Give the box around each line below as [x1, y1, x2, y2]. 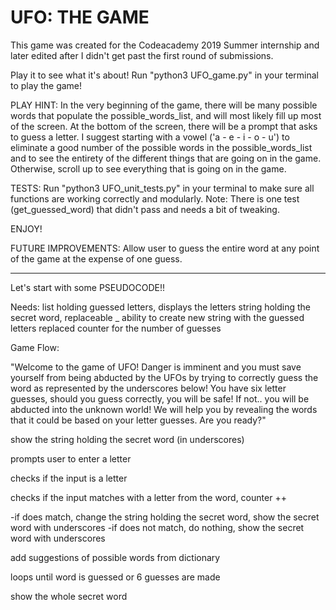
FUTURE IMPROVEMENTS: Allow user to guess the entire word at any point [10, 242, 320, 254]
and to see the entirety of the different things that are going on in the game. [10, 152, 322, 164]
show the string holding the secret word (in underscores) [10, 433, 245, 445]
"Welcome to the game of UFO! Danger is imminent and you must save [10, 361, 302, 373]
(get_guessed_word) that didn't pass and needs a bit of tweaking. [10, 203, 280, 215]
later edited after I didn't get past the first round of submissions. [10, 49, 274, 61]
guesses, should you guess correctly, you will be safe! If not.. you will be [10, 392, 310, 405]
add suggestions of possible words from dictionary [10, 551, 221, 563]
